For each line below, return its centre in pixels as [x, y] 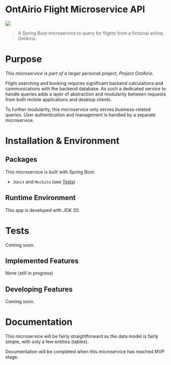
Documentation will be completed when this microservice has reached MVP [85, 352]
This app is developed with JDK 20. [43, 210]
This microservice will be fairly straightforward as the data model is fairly [82, 336]
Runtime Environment [41, 198]
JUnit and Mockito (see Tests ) [44, 182]
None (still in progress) [29, 273]
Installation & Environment [63, 141]
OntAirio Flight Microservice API [75, 9]
